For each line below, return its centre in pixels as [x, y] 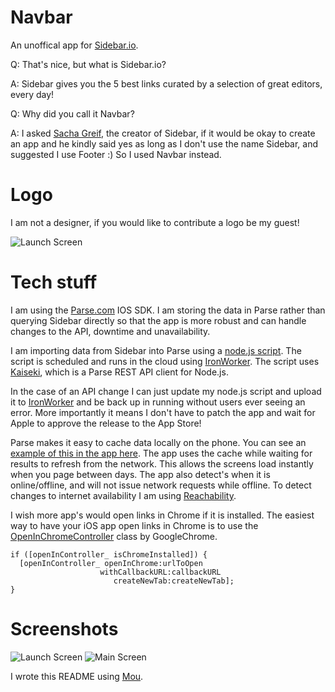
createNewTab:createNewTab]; [174, 581]
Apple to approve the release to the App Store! [106, 423]
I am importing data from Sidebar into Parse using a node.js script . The [156, 350]
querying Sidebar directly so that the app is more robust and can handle [158, 320]
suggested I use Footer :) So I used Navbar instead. [116, 154]
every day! [32, 94]
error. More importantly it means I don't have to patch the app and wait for [163, 412]
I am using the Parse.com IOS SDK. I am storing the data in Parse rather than [168, 310]
